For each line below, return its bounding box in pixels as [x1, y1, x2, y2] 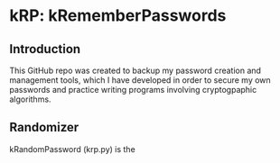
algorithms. [9, 94, 51, 104]
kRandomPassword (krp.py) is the [9, 143, 135, 154]
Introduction [9, 41, 81, 57]
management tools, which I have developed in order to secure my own [9, 75, 271, 86]
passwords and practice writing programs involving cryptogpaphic [9, 85, 257, 95]
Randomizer [9, 120, 79, 135]
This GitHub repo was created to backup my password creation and [9, 65, 262, 76]
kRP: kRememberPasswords [9, 5, 227, 26]
